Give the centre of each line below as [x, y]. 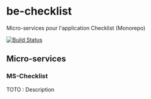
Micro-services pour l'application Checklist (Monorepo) [76, 28]
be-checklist [39, 11]
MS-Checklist [27, 76]
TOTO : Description [30, 89]
